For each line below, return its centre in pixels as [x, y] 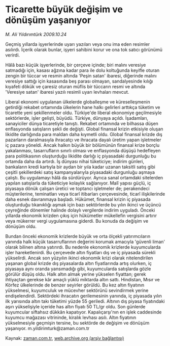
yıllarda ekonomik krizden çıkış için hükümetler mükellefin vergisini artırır [81, 216]
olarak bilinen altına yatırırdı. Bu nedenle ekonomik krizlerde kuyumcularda [83, 247]
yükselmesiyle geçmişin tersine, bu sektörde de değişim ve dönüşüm [77, 323]
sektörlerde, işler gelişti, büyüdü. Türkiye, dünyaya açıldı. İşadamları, [77, 118]
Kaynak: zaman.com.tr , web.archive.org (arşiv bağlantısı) [65, 338]
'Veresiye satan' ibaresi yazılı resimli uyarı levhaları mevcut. [67, 92]
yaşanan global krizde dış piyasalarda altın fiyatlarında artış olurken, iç [79, 263]
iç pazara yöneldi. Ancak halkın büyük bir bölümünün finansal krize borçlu [82, 145]
